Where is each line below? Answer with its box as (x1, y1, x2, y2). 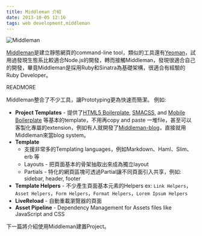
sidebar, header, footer (24, 175, 81, 182)
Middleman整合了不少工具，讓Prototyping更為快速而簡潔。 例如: (6, 96, 166, 103)
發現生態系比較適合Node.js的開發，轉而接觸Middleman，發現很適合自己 (16, 57, 196, 64)
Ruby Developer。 (6, 72, 51, 79)
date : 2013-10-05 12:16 (6, 14, 66, 21)
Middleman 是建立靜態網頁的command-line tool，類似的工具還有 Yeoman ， (6, 49, 191, 56)
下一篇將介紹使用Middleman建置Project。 (6, 223, 110, 230)
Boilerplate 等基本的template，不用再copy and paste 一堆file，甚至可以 (14, 116, 192, 124)
